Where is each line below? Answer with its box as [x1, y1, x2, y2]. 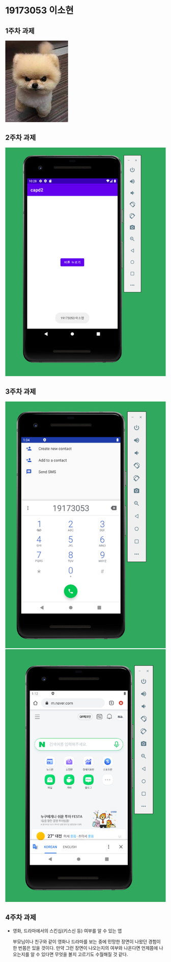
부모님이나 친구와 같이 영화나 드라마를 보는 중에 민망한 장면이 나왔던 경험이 [12, 938, 161, 945]
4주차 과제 [5, 913, 37, 922]
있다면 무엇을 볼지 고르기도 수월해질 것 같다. [41, 951, 128, 957]
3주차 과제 [5, 388, 36, 396]
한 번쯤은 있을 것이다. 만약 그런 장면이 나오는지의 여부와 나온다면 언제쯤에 [12, 945, 158, 951]
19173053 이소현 [5, 5, 74, 16]
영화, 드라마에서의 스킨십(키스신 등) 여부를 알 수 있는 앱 [12, 927, 122, 933]
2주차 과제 [5, 133, 36, 142]
